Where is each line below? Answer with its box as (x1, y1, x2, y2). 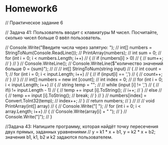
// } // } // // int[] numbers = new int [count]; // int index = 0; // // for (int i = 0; (5, 76, 163, 82)
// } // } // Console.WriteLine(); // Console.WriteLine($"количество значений (5, 60, 163, 66)
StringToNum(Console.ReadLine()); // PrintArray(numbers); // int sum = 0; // (5, 50, 161, 56)
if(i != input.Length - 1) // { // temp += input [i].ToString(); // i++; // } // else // (5, 87, 162, 93)
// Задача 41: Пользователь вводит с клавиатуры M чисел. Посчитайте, (5, 29, 158, 35)
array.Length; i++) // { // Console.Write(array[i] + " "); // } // (5, 108, 127, 114)
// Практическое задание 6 (5, 20, 64, 26)
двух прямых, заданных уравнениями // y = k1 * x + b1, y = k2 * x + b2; (5, 128, 155, 134)
